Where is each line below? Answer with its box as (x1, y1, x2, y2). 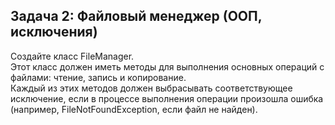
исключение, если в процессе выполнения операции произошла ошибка (10, 92, 324, 104)
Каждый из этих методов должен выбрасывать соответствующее (10, 82, 293, 94)
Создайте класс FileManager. (10, 50, 135, 62)
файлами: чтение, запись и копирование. (10, 71, 187, 83)
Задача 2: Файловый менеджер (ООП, (10, 8, 263, 25)
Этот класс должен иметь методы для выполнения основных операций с (10, 60, 325, 73)
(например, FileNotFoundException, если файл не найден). (10, 103, 258, 115)
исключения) (10, 24, 98, 41)
